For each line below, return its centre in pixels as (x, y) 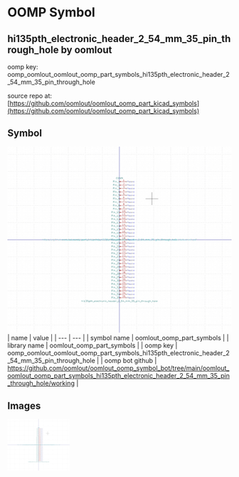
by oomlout (86, 49)
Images (24, 405)
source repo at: (30, 96)
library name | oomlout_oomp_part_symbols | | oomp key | (92, 345)
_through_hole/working (41, 383)
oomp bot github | (131, 361)
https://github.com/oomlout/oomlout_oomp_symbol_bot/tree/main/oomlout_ (118, 368)
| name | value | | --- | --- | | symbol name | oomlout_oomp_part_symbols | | (118, 338)
